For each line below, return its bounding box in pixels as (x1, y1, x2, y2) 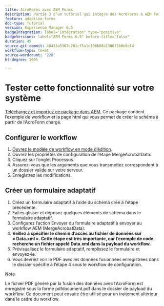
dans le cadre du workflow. (5, 296, 60, 302)
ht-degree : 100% (5, 57, 38, 62)
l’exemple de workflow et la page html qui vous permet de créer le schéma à (5, 114, 159, 120)
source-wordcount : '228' (5, 52, 56, 58)
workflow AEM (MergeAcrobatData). (12, 225, 85, 231)
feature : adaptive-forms (5, 16, 56, 21)
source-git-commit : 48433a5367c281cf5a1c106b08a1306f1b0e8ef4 (5, 43, 134, 48)
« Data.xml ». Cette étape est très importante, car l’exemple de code (12, 235, 154, 242)
